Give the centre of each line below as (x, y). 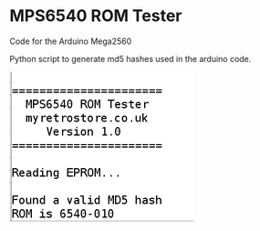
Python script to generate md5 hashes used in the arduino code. (130, 58)
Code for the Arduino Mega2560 (71, 41)
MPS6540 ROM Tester (96, 16)
